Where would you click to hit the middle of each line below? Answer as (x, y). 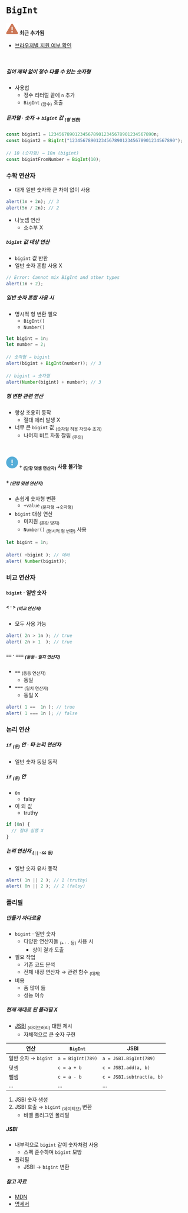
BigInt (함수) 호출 (43, 103)
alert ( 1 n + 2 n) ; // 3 (33, 202)
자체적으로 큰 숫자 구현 (50, 1034)
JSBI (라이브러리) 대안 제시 (43, 1026)
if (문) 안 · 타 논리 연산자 (34, 746)
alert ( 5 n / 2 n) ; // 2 (33, 208)
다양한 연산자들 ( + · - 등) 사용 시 (58, 942)
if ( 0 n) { (18, 825)
